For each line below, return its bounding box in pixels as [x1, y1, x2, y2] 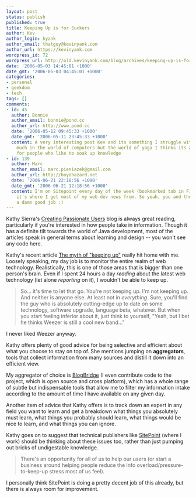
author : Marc [11, 161, 43, 167]
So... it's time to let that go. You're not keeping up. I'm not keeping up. [20, 288, 188, 295]
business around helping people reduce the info [20, 462, 136, 469]
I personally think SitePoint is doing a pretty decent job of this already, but [6, 479, 184, 486]
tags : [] [6, 95, 27, 101]
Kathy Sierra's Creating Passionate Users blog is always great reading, [6, 215, 176, 223]
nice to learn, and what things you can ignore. [6, 420, 117, 428]
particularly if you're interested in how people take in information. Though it [6, 221, 188, 228]
